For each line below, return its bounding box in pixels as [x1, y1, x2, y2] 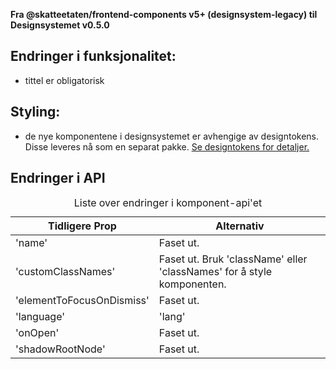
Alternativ [215, 219, 265, 233]
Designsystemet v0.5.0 [10, 19, 110, 31]
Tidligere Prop [48, 219, 117, 233]
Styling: [10, 104, 61, 121]
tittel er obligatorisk [24, 74, 105, 86]
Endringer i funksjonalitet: [10, 48, 177, 65]
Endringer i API [10, 170, 106, 187]
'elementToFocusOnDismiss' [15, 294, 150, 308]
